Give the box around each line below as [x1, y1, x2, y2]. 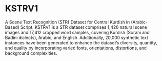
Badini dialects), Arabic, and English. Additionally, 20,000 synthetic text [5, 35, 149, 41]
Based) [5, 24, 20, 30]
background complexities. [5, 50, 58, 56]
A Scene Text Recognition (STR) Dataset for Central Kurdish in [5, 19, 130, 25]
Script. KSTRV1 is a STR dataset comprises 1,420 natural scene [20, 24, 147, 30]
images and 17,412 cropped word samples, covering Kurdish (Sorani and [5, 29, 150, 35]
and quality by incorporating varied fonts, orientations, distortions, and [5, 45, 147, 51]
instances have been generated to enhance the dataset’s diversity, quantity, [5, 40, 158, 45]
